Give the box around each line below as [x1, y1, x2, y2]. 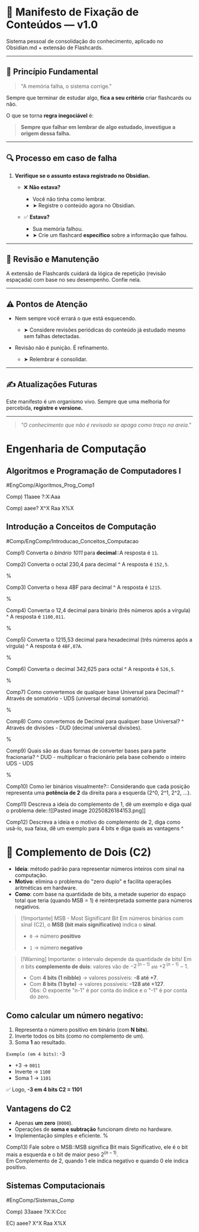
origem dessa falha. [20, 130, 71, 137]
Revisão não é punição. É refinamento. [14, 344, 109, 351]
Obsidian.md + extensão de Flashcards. [6, 44, 104, 51]
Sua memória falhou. [32, 225, 84, 232]
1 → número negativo [29, 944, 83, 951]
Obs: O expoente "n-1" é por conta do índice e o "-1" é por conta [29, 987, 188, 994]
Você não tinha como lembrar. [32, 196, 106, 203]
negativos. [14, 903, 41, 910]
